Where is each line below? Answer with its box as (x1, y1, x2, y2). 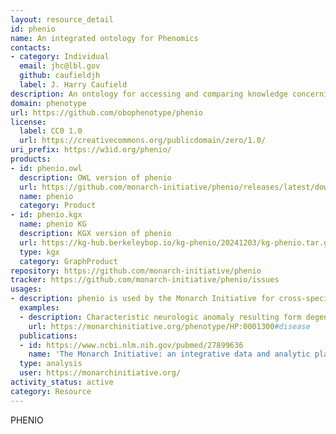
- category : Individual (10, 52, 110, 62)
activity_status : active (10, 377, 114, 387)
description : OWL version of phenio (19, 172, 172, 183)
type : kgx (19, 247, 60, 257)
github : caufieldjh (19, 71, 101, 81)
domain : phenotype (10, 98, 87, 108)
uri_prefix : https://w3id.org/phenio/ (10, 145, 172, 155)
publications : (19, 331, 78, 341)
